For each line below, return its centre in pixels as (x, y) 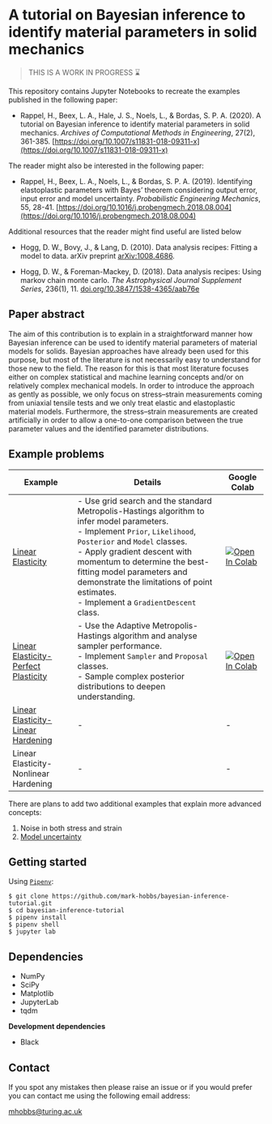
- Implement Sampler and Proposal (143, 656)
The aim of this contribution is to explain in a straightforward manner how (131, 333)
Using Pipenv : (31, 882)
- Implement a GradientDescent (137, 602)
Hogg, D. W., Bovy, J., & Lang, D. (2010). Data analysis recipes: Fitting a (139, 247)
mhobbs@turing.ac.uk (45, 1111)
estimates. (97, 592)
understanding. (106, 697)
